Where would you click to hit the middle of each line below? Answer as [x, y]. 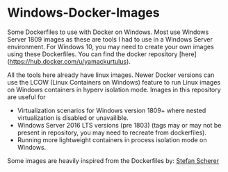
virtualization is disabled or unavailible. [73, 118]
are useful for [27, 97]
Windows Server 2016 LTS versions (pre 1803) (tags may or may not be [119, 125]
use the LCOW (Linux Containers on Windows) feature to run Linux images [114, 82]
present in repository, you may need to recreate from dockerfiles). [112, 132]
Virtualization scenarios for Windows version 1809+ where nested [112, 110]
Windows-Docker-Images [83, 13]
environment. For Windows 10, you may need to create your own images [111, 46]
